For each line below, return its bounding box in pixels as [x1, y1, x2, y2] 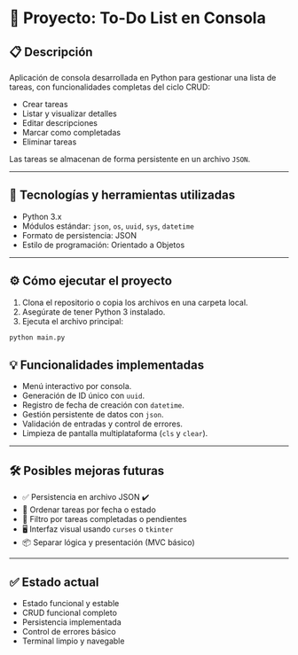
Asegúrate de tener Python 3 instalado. [21, 306, 166, 317]
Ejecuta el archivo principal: [21, 316, 124, 326]
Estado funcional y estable [21, 597, 120, 608]
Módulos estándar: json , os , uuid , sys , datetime [21, 221, 195, 231]
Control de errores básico [21, 626, 117, 636]
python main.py [9, 332, 66, 342]
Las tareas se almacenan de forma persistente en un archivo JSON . [9, 154, 251, 164]
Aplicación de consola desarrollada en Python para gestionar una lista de [9, 73, 277, 82]
